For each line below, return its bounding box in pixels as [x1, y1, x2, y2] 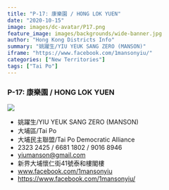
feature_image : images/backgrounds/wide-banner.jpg [7, 30, 162, 37]
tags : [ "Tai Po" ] [7, 63, 58, 70]
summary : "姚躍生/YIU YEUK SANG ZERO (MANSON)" [7, 43, 146, 50]
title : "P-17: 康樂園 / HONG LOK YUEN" [7, 10, 121, 18]
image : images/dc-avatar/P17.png [7, 23, 106, 30]
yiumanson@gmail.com [17, 151, 86, 159]
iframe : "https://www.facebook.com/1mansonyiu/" [7, 50, 153, 57]
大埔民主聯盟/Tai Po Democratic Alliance [17, 135, 135, 144]
